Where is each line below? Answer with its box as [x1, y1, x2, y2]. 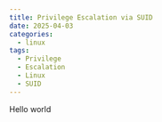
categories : [9, 29, 53, 38]
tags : [9, 46, 29, 55]
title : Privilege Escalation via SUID [9, 12, 153, 22]
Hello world [9, 103, 52, 114]
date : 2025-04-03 [9, 21, 74, 30]
